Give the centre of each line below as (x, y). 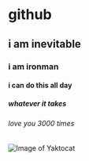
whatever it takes (37, 103)
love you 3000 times (41, 124)
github (30, 15)
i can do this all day (40, 86)
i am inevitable (44, 44)
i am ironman (33, 67)
